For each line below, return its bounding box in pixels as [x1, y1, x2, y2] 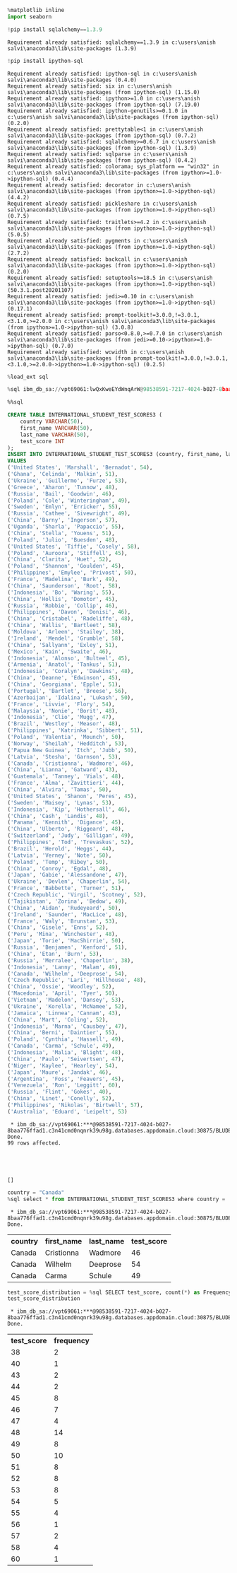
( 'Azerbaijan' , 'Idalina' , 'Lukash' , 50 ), [7, 694, 134, 701]
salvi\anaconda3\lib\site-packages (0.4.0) [7, 76, 138, 83]
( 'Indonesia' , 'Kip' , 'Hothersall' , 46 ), [7, 806, 131, 813]
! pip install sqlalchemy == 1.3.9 [7, 25, 102, 33]
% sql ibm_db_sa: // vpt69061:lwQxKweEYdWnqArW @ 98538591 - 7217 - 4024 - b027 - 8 [7, 386, 222, 393]
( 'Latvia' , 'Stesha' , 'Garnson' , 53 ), [7, 753, 121, 760]
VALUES [7, 457, 27, 464]
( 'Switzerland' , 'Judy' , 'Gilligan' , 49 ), [7, 832, 134, 839]
